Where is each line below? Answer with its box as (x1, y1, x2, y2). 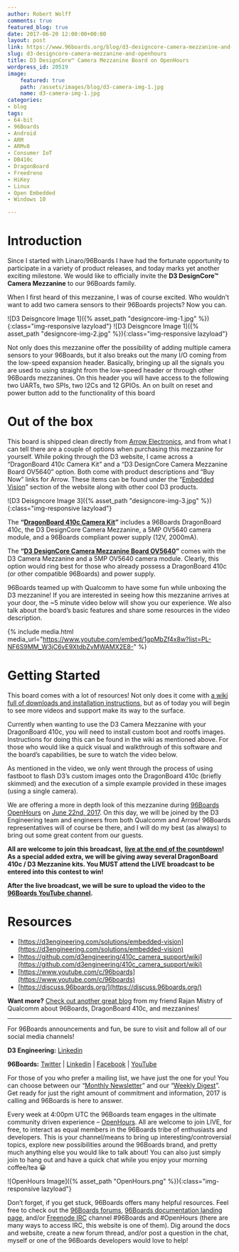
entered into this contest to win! (7, 867, 104, 876)
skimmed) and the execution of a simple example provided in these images (7, 779, 227, 787)
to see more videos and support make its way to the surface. (7, 706, 186, 715)
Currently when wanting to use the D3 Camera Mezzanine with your (7, 720, 206, 728)
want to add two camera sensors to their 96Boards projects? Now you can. (7, 301, 228, 309)
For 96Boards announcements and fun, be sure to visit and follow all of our (7, 1024, 227, 1033)
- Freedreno (7, 169, 43, 177)
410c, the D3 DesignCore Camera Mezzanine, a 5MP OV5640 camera (7, 525, 212, 534)
